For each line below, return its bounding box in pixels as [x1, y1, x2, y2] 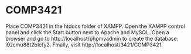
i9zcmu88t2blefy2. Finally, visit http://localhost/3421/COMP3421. [5, 41, 163, 48]
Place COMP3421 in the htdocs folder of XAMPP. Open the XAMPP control [5, 23, 185, 30]
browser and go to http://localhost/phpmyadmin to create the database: [5, 35, 179, 42]
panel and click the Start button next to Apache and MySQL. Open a [5, 28, 169, 35]
